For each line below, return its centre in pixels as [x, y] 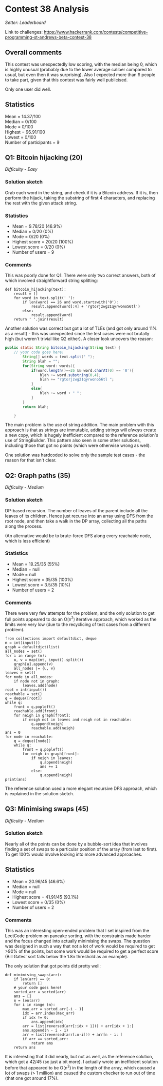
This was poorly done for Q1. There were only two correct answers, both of [80, 275]
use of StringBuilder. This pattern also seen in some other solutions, [73, 441]
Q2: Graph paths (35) [38, 475]
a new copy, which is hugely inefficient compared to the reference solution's [82, 435]
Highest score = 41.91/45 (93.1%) [45, 897]
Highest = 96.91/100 [25, 132]
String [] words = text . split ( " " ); [59, 357]
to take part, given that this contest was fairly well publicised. [66, 80]
